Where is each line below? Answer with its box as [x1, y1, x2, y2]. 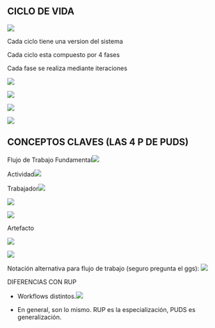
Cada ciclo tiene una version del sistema [7, 37, 123, 45]
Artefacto [7, 224, 35, 232]
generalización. [17, 313, 62, 321]
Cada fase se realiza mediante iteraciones [7, 64, 127, 72]
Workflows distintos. [17, 292, 77, 300]
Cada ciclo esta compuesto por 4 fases [7, 50, 120, 58]
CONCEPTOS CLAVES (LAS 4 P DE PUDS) [7, 136, 189, 148]
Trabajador [7, 184, 39, 192]
